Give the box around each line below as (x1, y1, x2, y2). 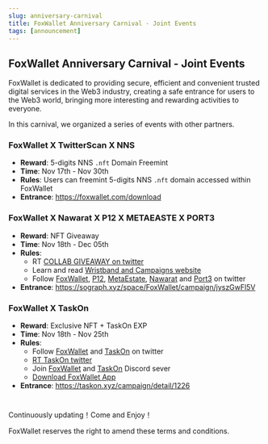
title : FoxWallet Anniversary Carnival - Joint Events (8, 19, 197, 27)
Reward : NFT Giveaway (19, 231, 99, 241)
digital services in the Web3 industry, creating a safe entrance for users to (8, 86, 255, 97)
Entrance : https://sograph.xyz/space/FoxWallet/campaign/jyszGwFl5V (19, 282, 256, 291)
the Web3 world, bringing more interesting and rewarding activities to (8, 95, 240, 105)
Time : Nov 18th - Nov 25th (19, 329, 109, 339)
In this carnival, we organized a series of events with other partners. (8, 119, 235, 129)
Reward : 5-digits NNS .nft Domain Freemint (19, 158, 169, 168)
